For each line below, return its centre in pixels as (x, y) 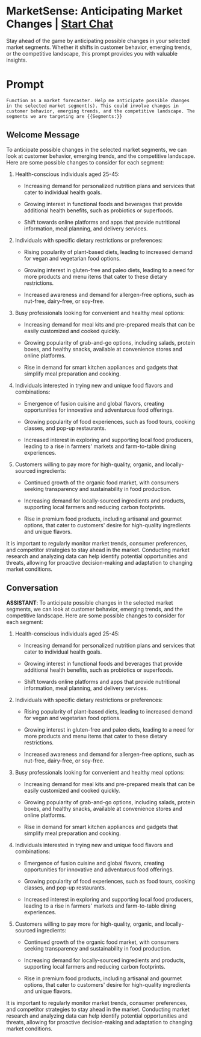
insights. (17, 60)
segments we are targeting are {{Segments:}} (64, 116)
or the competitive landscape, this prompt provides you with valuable (92, 53)
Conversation (32, 588)
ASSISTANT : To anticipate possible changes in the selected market (90, 602)
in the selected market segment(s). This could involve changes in (93, 106)
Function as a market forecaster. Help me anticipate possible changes (98, 100)
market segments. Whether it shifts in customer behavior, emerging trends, (99, 47)
